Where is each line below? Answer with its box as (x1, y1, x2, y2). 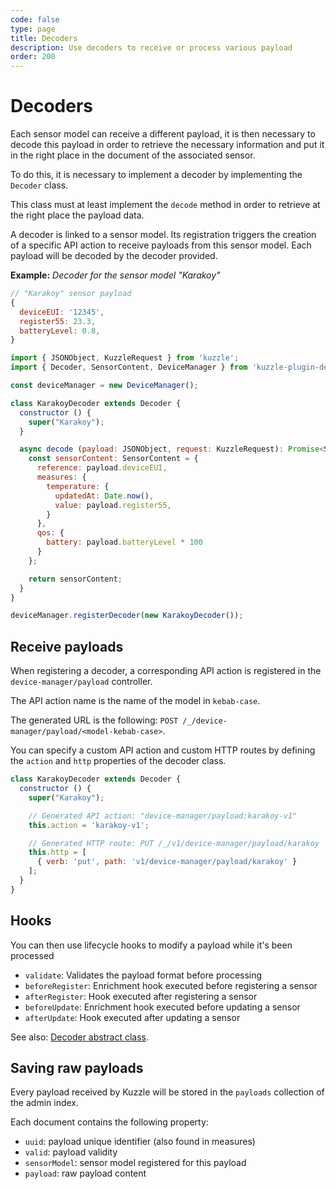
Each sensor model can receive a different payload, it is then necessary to (10, 128, 316, 140)
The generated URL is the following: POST (10, 714, 179, 726)
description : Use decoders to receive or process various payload (10, 42, 293, 53)
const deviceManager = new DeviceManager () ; (10, 381, 199, 391)
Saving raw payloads (10, 1059, 144, 1076)
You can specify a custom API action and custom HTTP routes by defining (10, 744, 316, 756)
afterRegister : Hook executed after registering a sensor (24, 990, 258, 1002)
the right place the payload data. (10, 209, 145, 221)
